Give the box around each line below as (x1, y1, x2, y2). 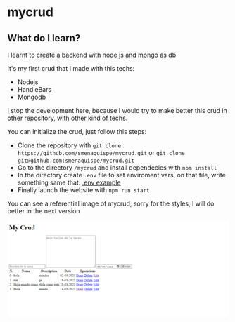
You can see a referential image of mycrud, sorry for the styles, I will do (7, 199, 215, 208)
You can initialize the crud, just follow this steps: (7, 128, 147, 135)
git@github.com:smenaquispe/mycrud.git (17, 157, 135, 164)
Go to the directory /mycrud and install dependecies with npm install (17, 163, 217, 172)
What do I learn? (7, 32, 81, 44)
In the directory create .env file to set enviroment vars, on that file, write (17, 171, 227, 179)
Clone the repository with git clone (17, 141, 122, 149)
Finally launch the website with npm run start (17, 186, 150, 194)
